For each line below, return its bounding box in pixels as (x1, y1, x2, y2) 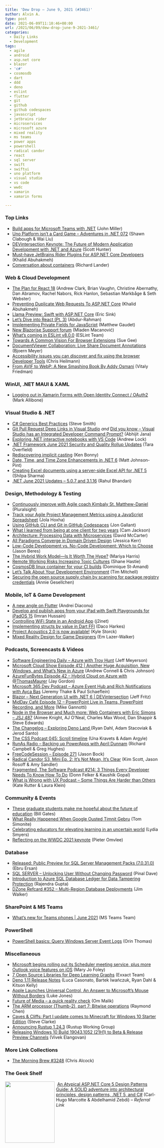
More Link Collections (5, 1047, 58, 1053)
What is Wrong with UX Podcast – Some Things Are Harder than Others (12, 777, 156, 783)
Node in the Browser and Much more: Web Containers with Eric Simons (12, 709, 156, 715)
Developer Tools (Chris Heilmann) (12, 358, 81, 364)
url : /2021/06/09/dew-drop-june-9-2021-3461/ (5, 25, 99, 30)
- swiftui (9, 167, 29, 171)
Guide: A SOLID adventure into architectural (56, 1086, 144, 1092)
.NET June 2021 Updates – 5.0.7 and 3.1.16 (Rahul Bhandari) (12, 478, 132, 484)
